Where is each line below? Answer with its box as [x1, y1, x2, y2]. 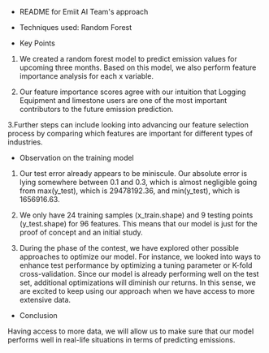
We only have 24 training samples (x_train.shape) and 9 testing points [19, 210, 254, 220]
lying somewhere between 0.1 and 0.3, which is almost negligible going [19, 178, 258, 187]
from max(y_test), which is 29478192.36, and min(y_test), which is [19, 186, 241, 196]
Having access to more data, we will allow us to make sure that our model [7, 326, 254, 336]
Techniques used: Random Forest [19, 23, 132, 32]
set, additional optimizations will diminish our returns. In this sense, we [19, 278, 257, 287]
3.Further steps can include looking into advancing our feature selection [7, 120, 249, 129]
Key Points [19, 38, 56, 48]
